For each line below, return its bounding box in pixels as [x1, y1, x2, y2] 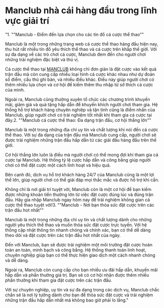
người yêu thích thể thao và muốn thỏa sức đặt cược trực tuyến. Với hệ [5, 222, 147, 228]
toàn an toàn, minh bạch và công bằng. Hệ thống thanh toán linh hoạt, [5, 247, 146, 253]
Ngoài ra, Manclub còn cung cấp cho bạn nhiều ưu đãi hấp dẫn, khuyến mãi [5, 267, 158, 273]
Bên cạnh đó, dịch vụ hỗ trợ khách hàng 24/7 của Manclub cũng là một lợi [5, 171, 154, 177]
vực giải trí [5, 15, 49, 26]
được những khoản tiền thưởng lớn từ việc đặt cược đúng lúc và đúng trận [5, 191, 154, 197]
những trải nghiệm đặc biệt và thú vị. [5, 56, 79, 62]
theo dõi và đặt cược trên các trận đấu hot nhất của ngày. [5, 232, 121, 238]
